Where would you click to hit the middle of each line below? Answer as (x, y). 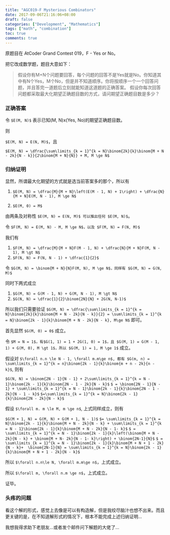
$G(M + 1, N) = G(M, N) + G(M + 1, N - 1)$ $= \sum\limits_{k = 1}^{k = (83, 419)
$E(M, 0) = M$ (27, 206)
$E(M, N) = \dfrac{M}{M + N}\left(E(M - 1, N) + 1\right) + (77, 192)
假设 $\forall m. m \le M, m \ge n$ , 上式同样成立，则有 (65, 409)
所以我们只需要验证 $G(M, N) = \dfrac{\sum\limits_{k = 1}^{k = (73, 309)
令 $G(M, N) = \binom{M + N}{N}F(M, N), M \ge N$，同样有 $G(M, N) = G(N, (84, 268)
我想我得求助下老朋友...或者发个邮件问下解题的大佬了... (62, 527)
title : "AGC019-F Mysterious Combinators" (51, 10)
